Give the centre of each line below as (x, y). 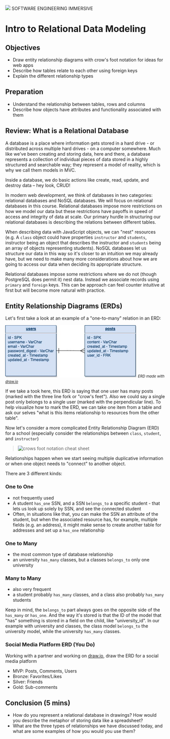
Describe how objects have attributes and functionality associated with (87, 110)
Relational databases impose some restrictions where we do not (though (81, 274)
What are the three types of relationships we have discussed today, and (88, 726)
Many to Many (23, 578)
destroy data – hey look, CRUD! (38, 185)
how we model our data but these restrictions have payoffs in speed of (79, 211)
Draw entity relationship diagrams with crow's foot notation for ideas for (88, 60)
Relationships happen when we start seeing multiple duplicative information (84, 459)
